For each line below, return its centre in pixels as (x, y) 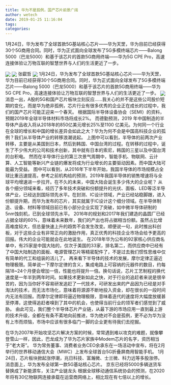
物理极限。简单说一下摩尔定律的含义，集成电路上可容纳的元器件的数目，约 (83, 264)
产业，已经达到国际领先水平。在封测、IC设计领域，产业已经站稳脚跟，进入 (88, 195)
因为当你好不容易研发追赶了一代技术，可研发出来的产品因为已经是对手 (92, 284)
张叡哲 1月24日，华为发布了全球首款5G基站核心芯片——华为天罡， (91, 74)
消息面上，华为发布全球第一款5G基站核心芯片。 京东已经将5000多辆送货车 (83, 365)
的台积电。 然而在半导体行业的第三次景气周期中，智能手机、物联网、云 (79, 157)
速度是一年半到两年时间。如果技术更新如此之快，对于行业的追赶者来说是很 (83, 277)
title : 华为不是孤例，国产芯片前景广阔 (42, 10)
